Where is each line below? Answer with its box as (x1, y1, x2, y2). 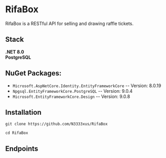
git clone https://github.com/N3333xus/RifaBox (5, 121, 108, 127)
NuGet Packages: (5, 69, 62, 77)
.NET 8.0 (5, 48, 24, 55)
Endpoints (5, 144, 39, 153)
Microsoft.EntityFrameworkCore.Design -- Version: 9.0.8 (12, 93, 130, 99)
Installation (5, 108, 42, 117)
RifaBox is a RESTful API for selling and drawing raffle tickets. (5, 20, 134, 27)
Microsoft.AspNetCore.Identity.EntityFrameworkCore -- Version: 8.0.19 (12, 83, 161, 89)
